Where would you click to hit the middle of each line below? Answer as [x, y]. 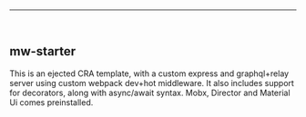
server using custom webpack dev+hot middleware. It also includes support [152, 83]
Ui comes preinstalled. [51, 102]
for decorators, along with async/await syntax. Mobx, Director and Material [150, 93]
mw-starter [43, 51]
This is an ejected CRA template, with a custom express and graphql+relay [149, 73]
